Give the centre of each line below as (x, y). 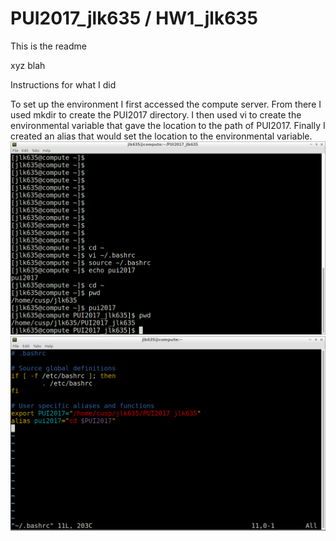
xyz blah (28, 65)
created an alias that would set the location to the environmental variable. (161, 136)
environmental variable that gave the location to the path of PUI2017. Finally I (168, 125)
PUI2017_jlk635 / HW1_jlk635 (134, 18)
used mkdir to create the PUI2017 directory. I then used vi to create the (156, 114)
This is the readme (48, 46)
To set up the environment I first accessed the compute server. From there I (166, 104)
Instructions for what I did (63, 84)
